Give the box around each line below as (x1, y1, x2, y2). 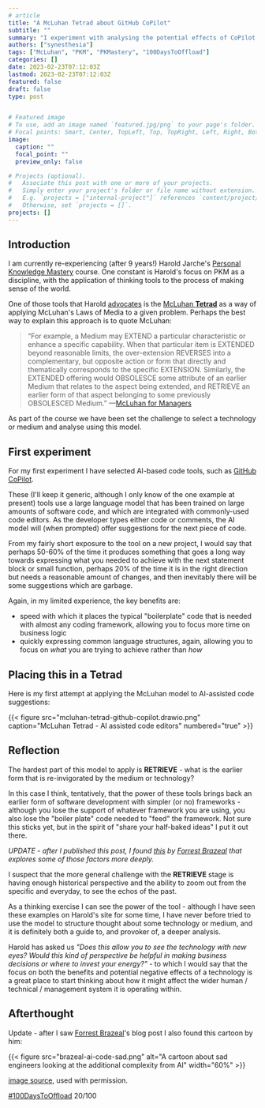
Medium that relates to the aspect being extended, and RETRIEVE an (27, 382, 251, 391)
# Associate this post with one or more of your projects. (8, 179, 214, 187)
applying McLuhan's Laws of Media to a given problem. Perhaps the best (8, 307, 246, 317)
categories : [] (8, 56, 58, 64)
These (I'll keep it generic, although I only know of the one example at (8, 490, 235, 499)
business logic (19, 628, 67, 638)
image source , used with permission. (8, 1076, 129, 1085)
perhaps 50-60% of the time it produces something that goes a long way (8, 547, 246, 557)
